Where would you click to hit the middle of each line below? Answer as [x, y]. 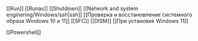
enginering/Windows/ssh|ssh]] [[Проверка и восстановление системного [99, 15]
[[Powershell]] [24, 32]
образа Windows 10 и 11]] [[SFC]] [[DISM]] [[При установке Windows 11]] [97, 21]
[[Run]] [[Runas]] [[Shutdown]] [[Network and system [72, 8]
